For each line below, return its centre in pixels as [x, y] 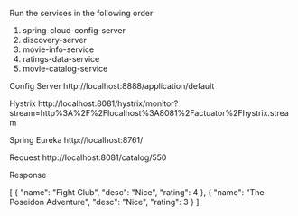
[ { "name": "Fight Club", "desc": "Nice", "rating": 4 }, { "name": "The [137, 192]
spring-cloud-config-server [74, 30]
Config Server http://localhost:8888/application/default [112, 86]
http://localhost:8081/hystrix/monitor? [108, 103]
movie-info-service [58, 49]
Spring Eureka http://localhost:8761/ [76, 140]
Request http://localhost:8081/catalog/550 [88, 157]
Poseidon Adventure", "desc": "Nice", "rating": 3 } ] [104, 202]
